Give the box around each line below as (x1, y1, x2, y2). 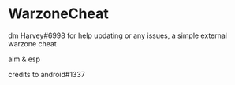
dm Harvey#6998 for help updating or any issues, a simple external (8, 31, 227, 40)
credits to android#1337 (8, 69, 85, 79)
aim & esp (8, 54, 41, 64)
